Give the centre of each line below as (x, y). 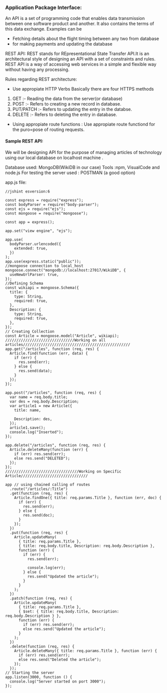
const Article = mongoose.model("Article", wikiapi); (62, 336)
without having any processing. (37, 69)
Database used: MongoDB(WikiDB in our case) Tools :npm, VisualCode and (83, 167)
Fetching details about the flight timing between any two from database (86, 38)
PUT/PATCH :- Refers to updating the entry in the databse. (72, 109)
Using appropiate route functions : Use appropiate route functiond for (84, 124)
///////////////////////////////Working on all (56, 340)
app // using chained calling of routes (48, 484)
